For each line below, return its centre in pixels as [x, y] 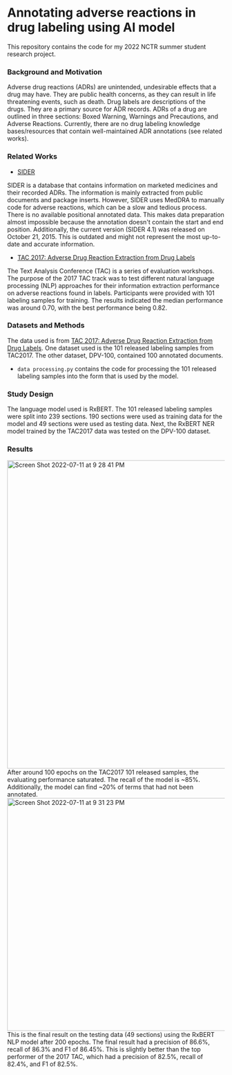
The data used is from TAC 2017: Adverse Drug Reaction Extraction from [110, 340]
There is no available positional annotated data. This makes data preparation [116, 214]
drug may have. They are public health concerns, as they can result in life [112, 94]
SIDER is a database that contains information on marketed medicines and [113, 185]
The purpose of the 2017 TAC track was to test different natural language [111, 278]
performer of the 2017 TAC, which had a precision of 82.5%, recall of [105, 1057]
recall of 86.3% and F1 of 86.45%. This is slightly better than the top [104, 1049]
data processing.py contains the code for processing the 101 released [117, 368]
